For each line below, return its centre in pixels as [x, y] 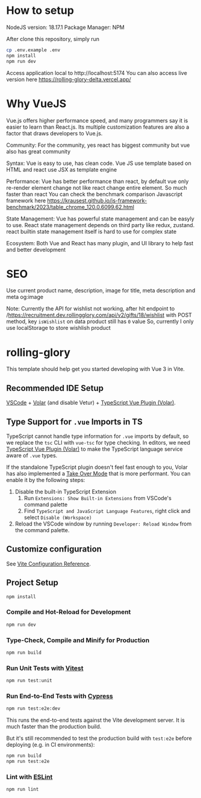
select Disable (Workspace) [58, 517]
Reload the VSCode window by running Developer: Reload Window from [103, 524]
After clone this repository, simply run [53, 39]
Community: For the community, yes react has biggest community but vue [98, 145]
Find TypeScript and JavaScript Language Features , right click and [107, 511]
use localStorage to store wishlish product [59, 328]
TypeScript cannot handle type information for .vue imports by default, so [97, 436]
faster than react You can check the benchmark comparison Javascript [94, 194]
